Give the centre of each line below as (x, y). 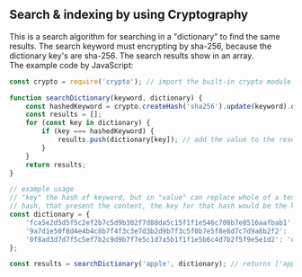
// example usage (42, 189)
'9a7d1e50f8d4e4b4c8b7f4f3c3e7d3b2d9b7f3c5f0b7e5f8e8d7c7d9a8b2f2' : (156, 231)
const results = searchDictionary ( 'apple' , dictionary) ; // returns (140, 264)
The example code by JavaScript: (71, 65)
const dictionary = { (50, 215)
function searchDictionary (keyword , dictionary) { (106, 98)
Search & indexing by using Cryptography (129, 15)
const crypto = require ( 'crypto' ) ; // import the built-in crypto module (151, 81)
